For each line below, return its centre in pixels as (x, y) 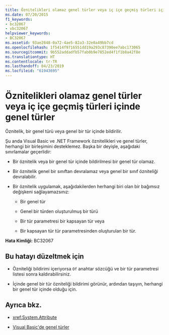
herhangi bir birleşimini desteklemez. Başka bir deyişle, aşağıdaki (73, 146)
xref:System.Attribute (34, 317)
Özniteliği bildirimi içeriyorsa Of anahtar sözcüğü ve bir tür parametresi (86, 268)
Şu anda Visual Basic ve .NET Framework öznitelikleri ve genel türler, (76, 141)
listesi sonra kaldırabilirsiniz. (42, 274)
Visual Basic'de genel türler (41, 327)
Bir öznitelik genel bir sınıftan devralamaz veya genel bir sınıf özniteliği (85, 171)
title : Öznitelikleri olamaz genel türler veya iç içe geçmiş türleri (81, 10)
